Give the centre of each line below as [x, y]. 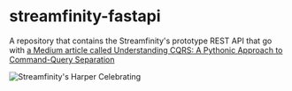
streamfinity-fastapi [85, 16]
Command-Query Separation [62, 59]
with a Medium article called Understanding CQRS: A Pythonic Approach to [146, 49]
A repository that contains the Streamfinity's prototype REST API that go [141, 41]
